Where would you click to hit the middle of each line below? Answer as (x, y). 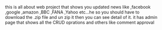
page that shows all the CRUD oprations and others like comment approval (80, 22)
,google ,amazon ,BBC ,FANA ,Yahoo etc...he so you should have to (72, 12)
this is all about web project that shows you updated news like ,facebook (78, 7)
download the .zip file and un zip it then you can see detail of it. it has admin (81, 17)
